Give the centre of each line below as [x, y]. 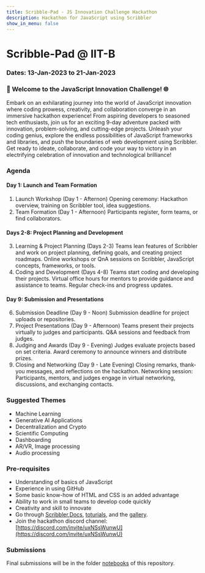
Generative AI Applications [49, 420]
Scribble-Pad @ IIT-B [61, 54]
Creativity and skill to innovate [53, 508]
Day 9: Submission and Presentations [55, 299]
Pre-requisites [28, 468]
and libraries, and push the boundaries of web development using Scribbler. [102, 142]
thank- [188, 365]
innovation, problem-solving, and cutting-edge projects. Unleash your [94, 129]
